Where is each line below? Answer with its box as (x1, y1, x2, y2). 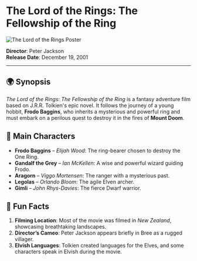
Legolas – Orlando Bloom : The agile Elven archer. (14, 178, 135, 185)
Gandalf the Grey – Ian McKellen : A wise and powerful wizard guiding (14, 159, 184, 166)
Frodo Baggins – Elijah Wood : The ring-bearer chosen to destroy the (14, 147, 181, 154)
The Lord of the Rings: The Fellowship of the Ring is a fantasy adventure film (6, 95, 191, 102)
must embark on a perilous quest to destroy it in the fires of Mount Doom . (6, 114, 185, 121)
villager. (14, 236, 34, 243)
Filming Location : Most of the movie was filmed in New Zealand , (14, 217, 172, 224)
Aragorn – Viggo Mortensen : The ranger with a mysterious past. (14, 172, 170, 179)
